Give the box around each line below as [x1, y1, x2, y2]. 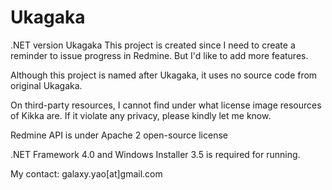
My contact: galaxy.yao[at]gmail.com [10, 167, 163, 180]
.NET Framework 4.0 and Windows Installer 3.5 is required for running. [10, 148, 301, 160]
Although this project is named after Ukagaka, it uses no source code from [10, 69, 318, 81]
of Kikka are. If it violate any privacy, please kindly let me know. [10, 109, 272, 121]
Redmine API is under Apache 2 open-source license [10, 129, 228, 141]
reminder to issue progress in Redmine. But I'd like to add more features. [10, 49, 309, 61]
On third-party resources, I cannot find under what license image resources [10, 99, 322, 111]
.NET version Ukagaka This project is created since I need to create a [10, 39, 296, 51]
